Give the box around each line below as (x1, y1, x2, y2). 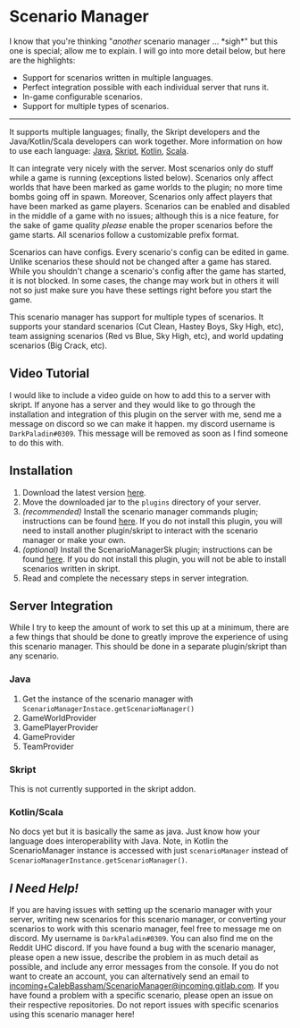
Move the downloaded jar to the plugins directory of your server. (21, 497, 262, 507)
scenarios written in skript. (21, 563, 121, 573)
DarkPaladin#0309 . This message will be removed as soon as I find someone (9, 428, 288, 438)
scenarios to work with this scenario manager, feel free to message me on (9, 923, 282, 934)
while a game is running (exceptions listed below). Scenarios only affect (9, 172, 274, 183)
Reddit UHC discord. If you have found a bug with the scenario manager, (9, 942, 277, 954)
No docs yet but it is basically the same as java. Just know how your (9, 826, 261, 837)
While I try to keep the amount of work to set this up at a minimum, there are (9, 622, 289, 633)
